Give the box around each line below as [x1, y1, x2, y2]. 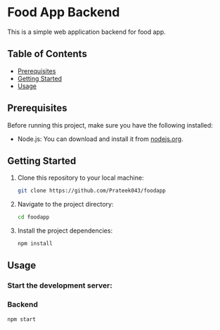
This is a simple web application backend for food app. [7, 28, 167, 36]
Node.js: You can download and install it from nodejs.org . [17, 135, 184, 143]
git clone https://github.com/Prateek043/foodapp [17, 188, 167, 195]
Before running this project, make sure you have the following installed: [7, 121, 213, 129]
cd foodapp [17, 214, 50, 221]
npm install [17, 240, 53, 248]
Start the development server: [7, 281, 112, 291]
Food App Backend [7, 4, 120, 20]
